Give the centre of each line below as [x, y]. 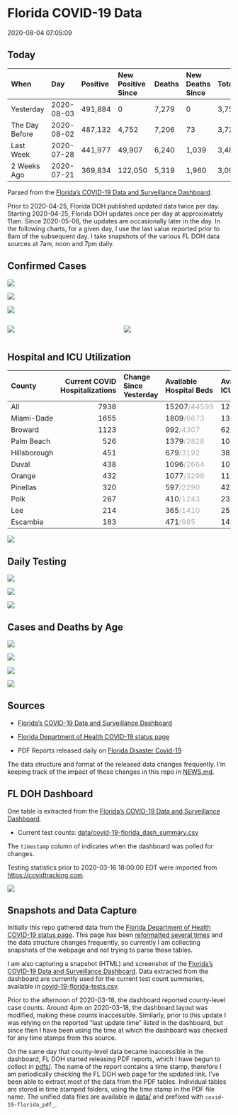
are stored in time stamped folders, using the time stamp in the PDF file [111, 1089]
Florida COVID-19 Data [75, 13]
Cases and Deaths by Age [66, 627]
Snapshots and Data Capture [72, 910]
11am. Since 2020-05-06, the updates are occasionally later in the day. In [114, 221]
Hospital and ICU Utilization [69, 357]
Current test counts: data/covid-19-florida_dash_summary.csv [108, 832]
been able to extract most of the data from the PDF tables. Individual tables [117, 1082]
